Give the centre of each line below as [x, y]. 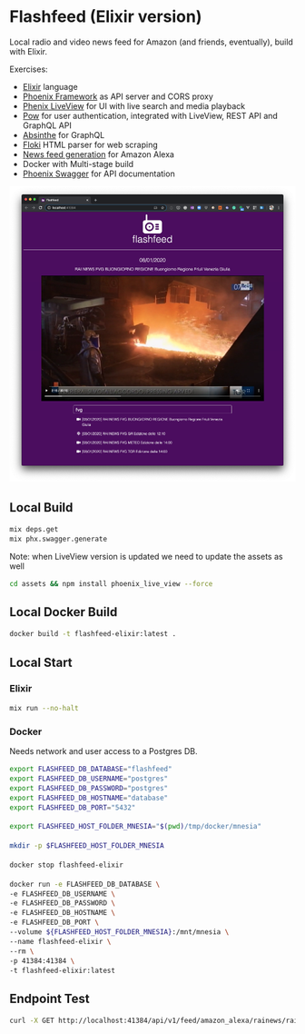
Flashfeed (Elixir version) [106, 17]
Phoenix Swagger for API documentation [98, 174]
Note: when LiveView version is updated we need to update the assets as [146, 556]
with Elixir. [29, 51]
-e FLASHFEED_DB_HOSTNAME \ [63, 913]
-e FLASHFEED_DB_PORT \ [54, 923]
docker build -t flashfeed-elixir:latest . [93, 634]
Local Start [41, 662]
